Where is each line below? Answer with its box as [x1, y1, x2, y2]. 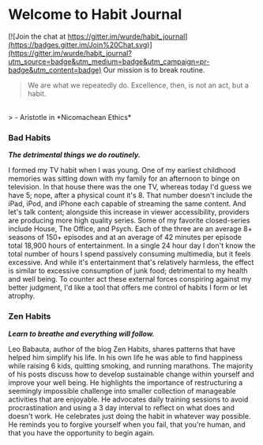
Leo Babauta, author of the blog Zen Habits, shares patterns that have [8, 344, 235, 353]
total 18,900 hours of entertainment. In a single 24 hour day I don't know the [8, 241, 256, 250]
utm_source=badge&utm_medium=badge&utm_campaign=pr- [8, 57, 210, 66]
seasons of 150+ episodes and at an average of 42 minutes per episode [8, 233, 242, 242]
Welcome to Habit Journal [8, 6, 182, 24]
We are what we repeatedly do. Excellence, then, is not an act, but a [27, 80, 249, 90]
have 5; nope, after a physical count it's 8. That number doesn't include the [8, 191, 253, 200]
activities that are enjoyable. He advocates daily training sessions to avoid [8, 395, 249, 404]
